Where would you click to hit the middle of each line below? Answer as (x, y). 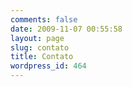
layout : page (37, 38)
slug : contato (40, 47)
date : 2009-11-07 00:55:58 (66, 29)
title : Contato (42, 57)
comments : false (44, 19)
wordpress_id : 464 (48, 66)
